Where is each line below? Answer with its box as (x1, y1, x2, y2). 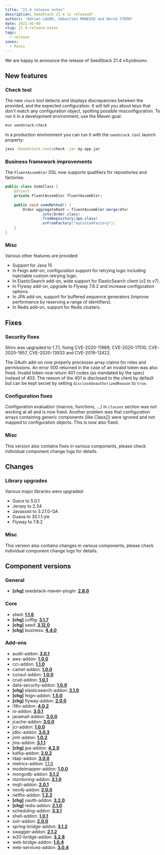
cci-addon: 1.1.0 (12, 661, 45, 667)
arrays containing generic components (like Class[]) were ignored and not (5, 414, 155, 420)
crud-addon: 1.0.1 (12, 677, 48, 683)
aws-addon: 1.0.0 (12, 656, 48, 662)
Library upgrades (5, 477, 48, 484)
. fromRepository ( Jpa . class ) (40, 216, 98, 221)
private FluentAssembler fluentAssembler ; (14, 193, 102, 199)
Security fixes (5, 333, 39, 340)
